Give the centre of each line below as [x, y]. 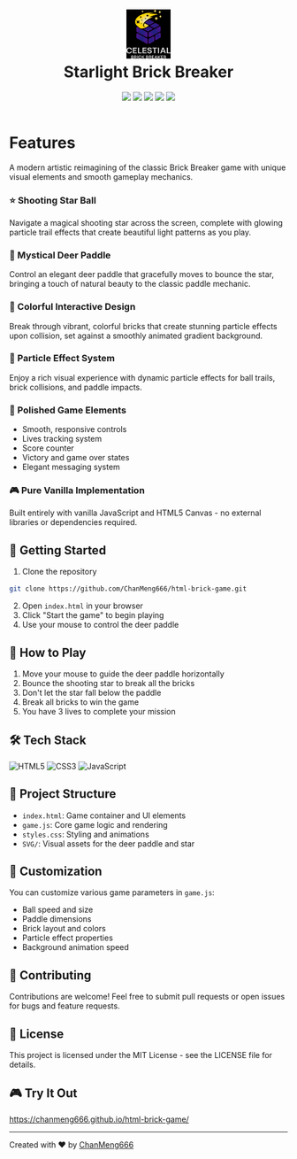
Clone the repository [59, 572]
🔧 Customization [56, 871]
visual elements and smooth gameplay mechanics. [101, 176]
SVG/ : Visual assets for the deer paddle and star [108, 843]
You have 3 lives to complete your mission [99, 711]
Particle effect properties [67, 938]
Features [42, 143]
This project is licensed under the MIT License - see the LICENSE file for [141, 1055]
